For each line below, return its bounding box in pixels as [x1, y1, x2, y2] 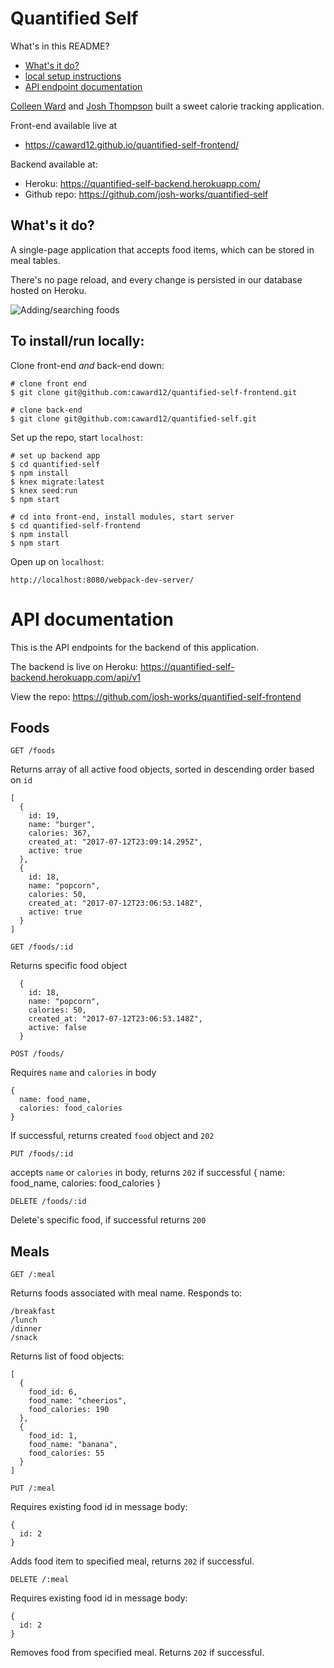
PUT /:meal [10, 1483, 56, 1494]
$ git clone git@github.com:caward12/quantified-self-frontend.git [10, 387, 298, 397]
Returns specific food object [10, 960, 128, 972]
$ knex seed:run [10, 485, 78, 496]
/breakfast [10, 1307, 56, 1317]
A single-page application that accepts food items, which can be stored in [10, 243, 315, 256]
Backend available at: [10, 158, 98, 170]
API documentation [10, 608, 175, 631]
